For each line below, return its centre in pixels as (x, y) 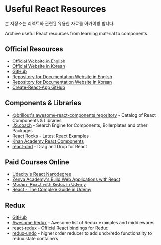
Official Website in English (39, 61)
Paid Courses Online (37, 162)
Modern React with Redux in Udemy (49, 184)
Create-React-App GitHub (39, 87)
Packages (23, 130)
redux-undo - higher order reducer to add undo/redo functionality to (82, 233)
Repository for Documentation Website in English (62, 77)
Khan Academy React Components (48, 141)
